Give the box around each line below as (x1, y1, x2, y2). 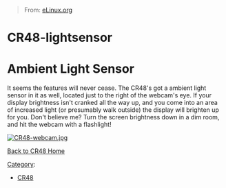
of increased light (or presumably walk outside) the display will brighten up (7, 106, 219, 114)
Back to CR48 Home (7, 147, 65, 155)
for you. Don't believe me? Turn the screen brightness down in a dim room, (7, 113, 220, 121)
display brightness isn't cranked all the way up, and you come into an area (7, 99, 218, 107)
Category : (7, 161, 36, 169)
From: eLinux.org (23, 6, 73, 14)
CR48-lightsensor (7, 30, 112, 45)
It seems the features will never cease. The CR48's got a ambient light (7, 84, 207, 92)
